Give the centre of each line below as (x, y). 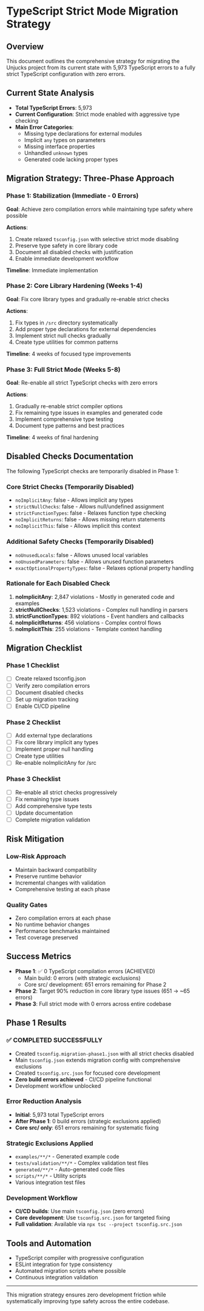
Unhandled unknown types (56, 152)
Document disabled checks (49, 692)
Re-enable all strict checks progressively (66, 792)
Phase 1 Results (36, 1023)
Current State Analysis (50, 93)
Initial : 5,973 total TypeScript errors (59, 1114)
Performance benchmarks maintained (63, 931)
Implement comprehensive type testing (64, 419)
